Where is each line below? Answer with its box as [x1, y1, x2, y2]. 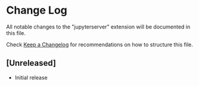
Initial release [14, 74, 48, 81]
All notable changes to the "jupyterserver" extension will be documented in [6, 23, 191, 30]
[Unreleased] [6, 58, 57, 68]
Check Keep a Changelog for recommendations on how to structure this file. [6, 41, 194, 48]
